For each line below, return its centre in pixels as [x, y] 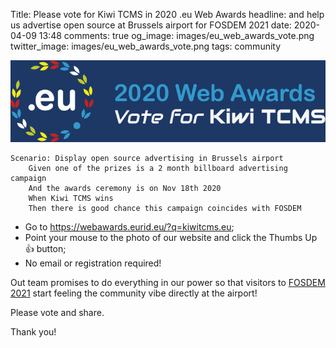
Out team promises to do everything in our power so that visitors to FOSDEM [168, 283]
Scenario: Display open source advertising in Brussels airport [147, 159]
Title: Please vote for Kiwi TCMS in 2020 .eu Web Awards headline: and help [167, 14]
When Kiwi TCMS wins [71, 199]
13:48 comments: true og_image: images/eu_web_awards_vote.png [176, 35]
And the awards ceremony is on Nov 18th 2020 [125, 189]
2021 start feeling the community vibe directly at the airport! [134, 293]
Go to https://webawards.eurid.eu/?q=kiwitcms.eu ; [129, 227]
